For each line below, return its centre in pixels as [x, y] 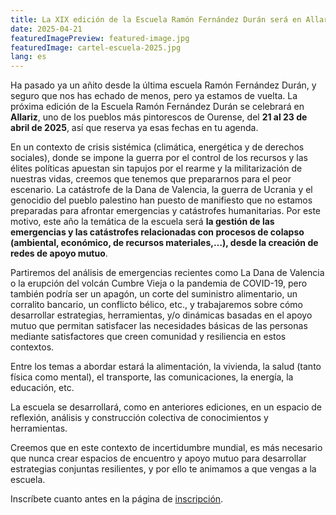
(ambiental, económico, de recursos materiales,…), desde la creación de [164, 243]
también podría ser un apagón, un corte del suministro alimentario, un [154, 294]
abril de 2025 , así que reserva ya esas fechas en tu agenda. [134, 128]
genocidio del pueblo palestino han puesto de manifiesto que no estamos [161, 200]
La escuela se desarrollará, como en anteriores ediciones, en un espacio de [166, 407]
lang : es [28, 57]
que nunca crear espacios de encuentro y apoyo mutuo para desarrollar [158, 458]
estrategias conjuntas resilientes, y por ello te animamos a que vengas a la [163, 469]
